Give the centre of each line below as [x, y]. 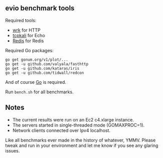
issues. [13, 150]
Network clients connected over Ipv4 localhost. [61, 130]
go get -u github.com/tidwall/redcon [45, 73]
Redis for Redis [28, 41]
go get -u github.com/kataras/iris [42, 68]
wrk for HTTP [27, 30]
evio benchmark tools [40, 8]
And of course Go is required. [36, 82]
